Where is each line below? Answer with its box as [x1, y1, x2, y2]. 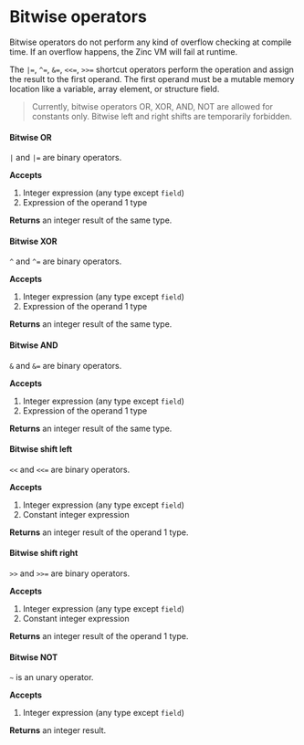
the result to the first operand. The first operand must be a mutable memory [9, 73, 295, 84]
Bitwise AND [9, 340, 58, 351]
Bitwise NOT [9, 651, 58, 663]
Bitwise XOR [9, 236, 58, 247]
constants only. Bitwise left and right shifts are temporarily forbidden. [31, 110, 292, 121]
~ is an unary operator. [9, 672, 94, 683]
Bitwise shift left [9, 444, 73, 455]
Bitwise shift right [9, 548, 79, 559]
